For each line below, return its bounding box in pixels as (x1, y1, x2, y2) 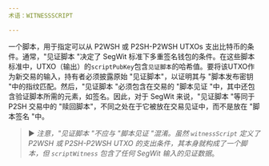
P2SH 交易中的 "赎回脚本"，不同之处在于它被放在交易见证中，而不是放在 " (8, 101, 254, 111)
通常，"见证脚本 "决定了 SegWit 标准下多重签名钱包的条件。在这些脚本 (22, 51, 255, 61)
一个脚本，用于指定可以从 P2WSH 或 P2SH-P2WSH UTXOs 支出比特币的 (8, 41, 247, 51)
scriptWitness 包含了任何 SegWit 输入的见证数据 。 (50, 148, 219, 158)
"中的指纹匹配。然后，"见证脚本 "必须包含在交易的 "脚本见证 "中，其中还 (8, 81, 248, 91)
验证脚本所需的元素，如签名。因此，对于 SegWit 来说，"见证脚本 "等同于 (14, 91, 255, 101)
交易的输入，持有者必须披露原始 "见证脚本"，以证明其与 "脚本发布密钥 (22, 71, 254, 81)
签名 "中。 (14, 111, 50, 121)
